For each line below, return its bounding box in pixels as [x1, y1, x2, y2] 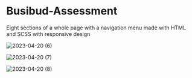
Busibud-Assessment [6, 4, 118, 18]
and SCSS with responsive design [6, 30, 91, 37]
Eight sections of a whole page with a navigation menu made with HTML [6, 24, 186, 31]
